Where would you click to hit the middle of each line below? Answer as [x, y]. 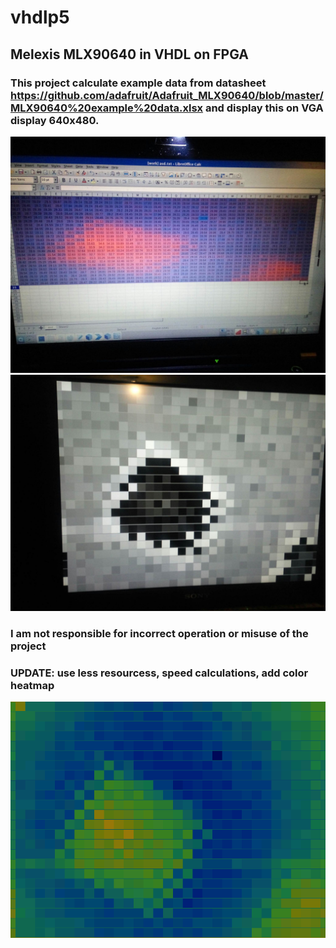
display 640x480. [55, 120]
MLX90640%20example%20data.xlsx [107, 108]
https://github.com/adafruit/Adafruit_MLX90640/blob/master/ [167, 95]
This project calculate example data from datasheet [138, 83]
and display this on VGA [264, 108]
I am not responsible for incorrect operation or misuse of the [159, 633]
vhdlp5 [40, 17]
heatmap [32, 685]
